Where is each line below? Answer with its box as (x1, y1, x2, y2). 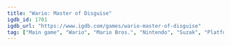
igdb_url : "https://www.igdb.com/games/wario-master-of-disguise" (7, 22, 201, 29)
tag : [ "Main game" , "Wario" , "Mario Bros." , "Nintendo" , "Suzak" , (7, 28, 201, 36)
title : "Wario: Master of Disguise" (7, 9, 112, 17)
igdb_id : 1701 (7, 16, 48, 23)
